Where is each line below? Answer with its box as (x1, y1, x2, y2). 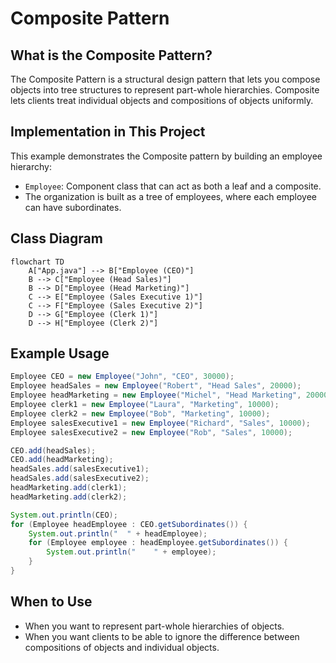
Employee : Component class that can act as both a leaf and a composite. (24, 180, 322, 192)
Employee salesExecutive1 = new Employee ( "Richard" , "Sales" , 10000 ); (10, 418, 311, 428)
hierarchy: (10, 160, 52, 172)
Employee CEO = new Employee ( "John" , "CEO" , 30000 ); (10, 372, 235, 382)
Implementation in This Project (10, 123, 206, 141)
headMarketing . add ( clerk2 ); (10, 492, 128, 502)
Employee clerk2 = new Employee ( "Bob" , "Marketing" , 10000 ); (10, 408, 271, 419)
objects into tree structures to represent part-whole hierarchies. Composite (10, 84, 320, 96)
